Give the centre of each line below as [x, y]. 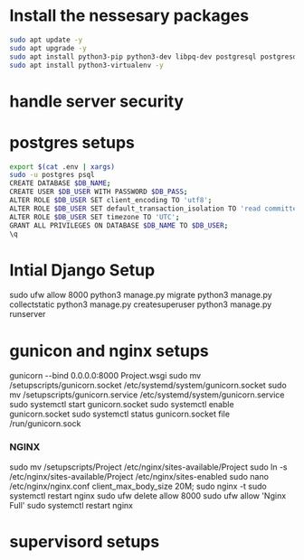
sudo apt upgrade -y [48, 48]
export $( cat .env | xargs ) [62, 167]
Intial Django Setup [82, 270]
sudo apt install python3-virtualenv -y [87, 65]
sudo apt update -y [46, 40]
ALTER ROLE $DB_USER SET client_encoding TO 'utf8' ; [111, 201]
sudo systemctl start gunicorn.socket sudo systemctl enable [122, 405]
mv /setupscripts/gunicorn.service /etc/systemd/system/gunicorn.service [147, 395]
